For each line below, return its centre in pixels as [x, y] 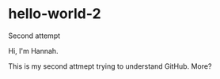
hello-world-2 [55, 14]
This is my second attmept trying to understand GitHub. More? [110, 66]
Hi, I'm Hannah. [33, 51]
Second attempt [34, 36]
